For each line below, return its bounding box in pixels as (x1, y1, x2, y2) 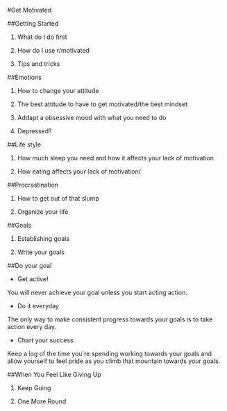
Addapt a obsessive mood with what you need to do (17, 114, 167, 121)
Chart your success (17, 336, 74, 344)
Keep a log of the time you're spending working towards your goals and (7, 350, 212, 358)
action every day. (7, 323, 57, 330)
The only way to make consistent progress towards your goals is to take (7, 315, 213, 324)
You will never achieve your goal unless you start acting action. (7, 288, 187, 296)
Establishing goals (17, 235, 70, 242)
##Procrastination (7, 181, 59, 189)
